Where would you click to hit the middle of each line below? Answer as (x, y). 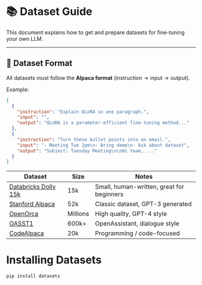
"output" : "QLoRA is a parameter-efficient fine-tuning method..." (103, 123)
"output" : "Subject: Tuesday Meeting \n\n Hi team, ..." (87, 151)
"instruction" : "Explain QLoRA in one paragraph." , (83, 112)
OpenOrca (24, 214)
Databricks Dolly (32, 187)
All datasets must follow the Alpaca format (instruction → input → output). (98, 78)
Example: (18, 89)
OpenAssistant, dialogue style (137, 224)
